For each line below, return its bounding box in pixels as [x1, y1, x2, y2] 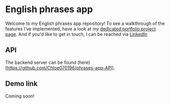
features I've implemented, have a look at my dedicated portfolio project [5, 25, 156, 31]
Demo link [5, 80, 38, 88]
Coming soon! [5, 93, 35, 99]
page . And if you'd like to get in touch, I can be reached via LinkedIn [5, 31, 148, 37]
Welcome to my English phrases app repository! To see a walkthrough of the [5, 20, 165, 26]
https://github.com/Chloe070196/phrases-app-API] [7, 64, 114, 71]
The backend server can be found [5, 59, 77, 65]
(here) [77, 59, 90, 65]
